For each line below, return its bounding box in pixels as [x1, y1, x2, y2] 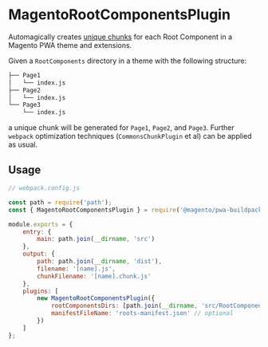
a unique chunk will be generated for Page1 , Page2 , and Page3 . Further [8, 123, 235, 132]
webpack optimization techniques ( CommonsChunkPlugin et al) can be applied [8, 132, 252, 141]
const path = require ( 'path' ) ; [8, 198, 112, 207]
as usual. [8, 140, 38, 149]
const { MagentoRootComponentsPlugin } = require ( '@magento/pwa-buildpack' [8, 206, 266, 214]
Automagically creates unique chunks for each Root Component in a [8, 32, 233, 41]
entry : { [22, 227, 52, 236]
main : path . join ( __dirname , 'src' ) [37, 235, 156, 243]
